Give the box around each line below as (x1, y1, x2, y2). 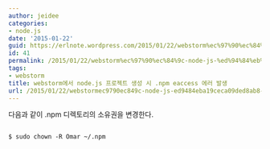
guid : (8, 42, 27, 50)
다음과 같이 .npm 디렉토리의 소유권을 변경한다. (8, 110, 154, 119)
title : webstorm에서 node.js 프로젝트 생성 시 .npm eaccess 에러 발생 (8, 79, 227, 87)
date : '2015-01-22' (8, 34, 74, 43)
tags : (8, 64, 27, 72)
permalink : (8, 57, 45, 65)
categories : (8, 19, 48, 27)
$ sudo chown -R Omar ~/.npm (8, 133, 106, 141)
